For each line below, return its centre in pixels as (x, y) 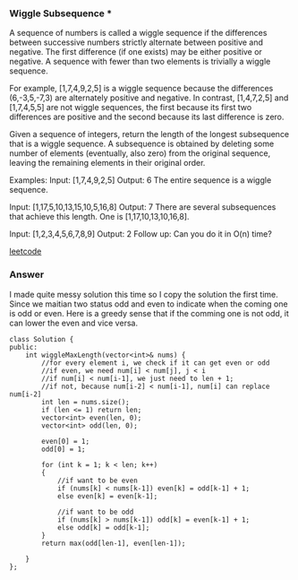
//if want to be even (98, 480)
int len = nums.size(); (85, 402)
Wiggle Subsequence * (61, 13)
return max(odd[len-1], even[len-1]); (114, 543)
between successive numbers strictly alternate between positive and (136, 42)
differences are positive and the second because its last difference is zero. (147, 117)
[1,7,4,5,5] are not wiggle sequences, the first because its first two (131, 108)
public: (24, 347)
